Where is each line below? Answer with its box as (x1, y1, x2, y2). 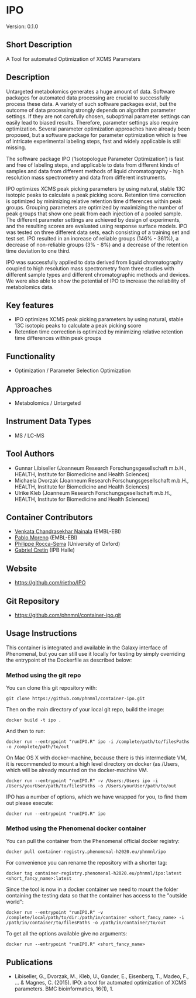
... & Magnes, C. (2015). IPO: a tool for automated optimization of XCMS (14, 979, 187, 986)
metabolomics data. (6, 283, 54, 290)
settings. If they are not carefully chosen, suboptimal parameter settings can (6, 112, 190, 120)
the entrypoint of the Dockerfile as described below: (6, 656, 132, 663)
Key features (6, 300, 54, 310)
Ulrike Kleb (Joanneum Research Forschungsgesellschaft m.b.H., (14, 489, 172, 496)
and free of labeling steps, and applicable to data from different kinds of (6, 161, 180, 168)
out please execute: (6, 800, 54, 807)
